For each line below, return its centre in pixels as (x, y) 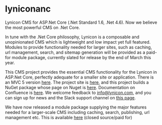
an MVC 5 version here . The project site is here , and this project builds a (77, 82)
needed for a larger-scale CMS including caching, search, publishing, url (77, 112)
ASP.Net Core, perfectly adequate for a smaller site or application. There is (79, 77)
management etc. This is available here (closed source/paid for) (69, 117)
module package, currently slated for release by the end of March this (81, 57)
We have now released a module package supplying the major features (76, 107)
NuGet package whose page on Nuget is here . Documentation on (70, 87)
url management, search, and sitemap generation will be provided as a (75, 52)
